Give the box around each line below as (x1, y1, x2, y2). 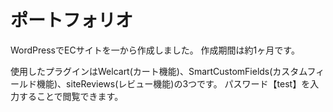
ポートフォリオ (10, 9, 134, 32)
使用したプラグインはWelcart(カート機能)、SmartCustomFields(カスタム (10, 65, 308, 77)
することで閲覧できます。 (18, 90, 124, 102)
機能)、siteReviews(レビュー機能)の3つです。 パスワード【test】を (36, 77, 311, 90)
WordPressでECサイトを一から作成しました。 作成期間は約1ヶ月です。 (10, 44, 300, 56)
